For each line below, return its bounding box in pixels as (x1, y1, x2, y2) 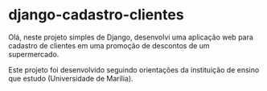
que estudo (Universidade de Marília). (8, 73, 134, 83)
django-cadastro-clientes (8, 6, 184, 24)
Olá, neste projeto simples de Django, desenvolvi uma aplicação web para (8, 32, 253, 42)
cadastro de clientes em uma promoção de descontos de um (8, 40, 211, 50)
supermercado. (8, 49, 60, 59)
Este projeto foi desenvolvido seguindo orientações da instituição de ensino (8, 64, 260, 74)
